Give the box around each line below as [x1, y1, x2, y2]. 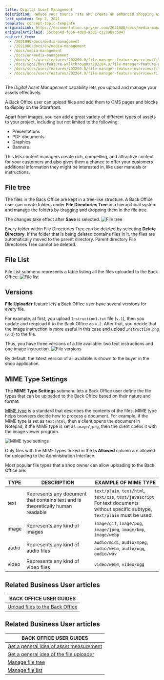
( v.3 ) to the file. [5, 331, 37, 337]
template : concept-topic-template [5, 21, 76, 26]
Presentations [12, 128, 41, 134]
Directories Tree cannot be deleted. [5, 241, 77, 247]
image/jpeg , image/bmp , [94, 526, 146, 533]
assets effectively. [5, 89, 41, 96]
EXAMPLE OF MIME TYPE [95, 479, 156, 486]
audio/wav [94, 551, 117, 557]
